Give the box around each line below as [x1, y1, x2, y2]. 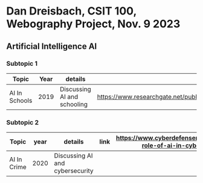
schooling [59, 100, 88, 108]
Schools [9, 96, 33, 104]
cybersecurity [54, 167, 94, 175]
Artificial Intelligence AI [6, 41, 97, 51]
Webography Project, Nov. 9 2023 [6, 17, 181, 31]
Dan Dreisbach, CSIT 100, [6, 4, 137, 18]
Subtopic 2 [6, 118, 39, 126]
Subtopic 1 [6, 59, 38, 68]
